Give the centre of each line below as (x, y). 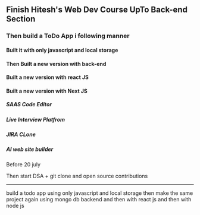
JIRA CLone (21, 135)
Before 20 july (23, 164)
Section (21, 19)
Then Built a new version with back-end (56, 64)
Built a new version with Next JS (47, 91)
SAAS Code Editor (29, 105)
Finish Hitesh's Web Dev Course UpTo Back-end (97, 10)
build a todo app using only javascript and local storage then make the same (100, 193)
